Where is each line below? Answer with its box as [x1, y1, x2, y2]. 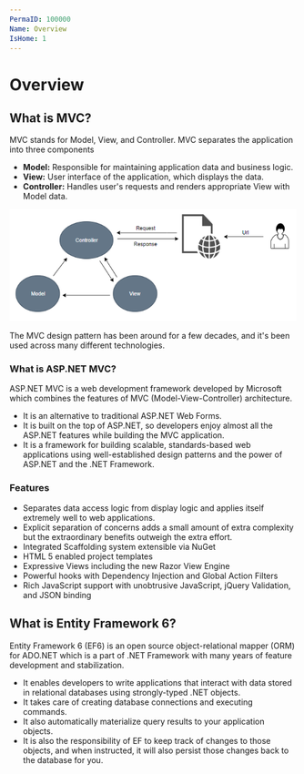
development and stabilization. [9, 659, 125, 670]
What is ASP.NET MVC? [9, 362, 117, 375]
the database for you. [22, 754, 104, 765]
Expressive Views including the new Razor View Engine [22, 560, 230, 571]
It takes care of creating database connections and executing [22, 697, 253, 708]
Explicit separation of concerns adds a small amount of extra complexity [22, 522, 294, 533]
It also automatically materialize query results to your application [22, 716, 265, 727]
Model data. [22, 191, 68, 202]
